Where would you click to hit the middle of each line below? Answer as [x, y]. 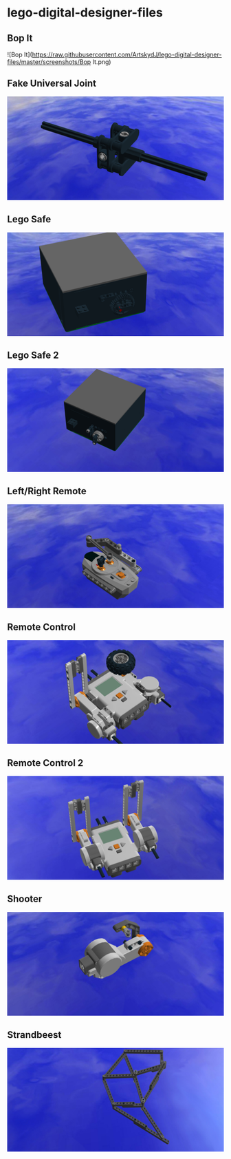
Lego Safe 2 [33, 355]
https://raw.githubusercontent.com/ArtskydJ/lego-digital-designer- [127, 54]
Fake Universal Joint [52, 84]
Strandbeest [34, 1035]
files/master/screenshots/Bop [49, 62]
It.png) [102, 62]
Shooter [25, 899]
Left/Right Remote [47, 491]
